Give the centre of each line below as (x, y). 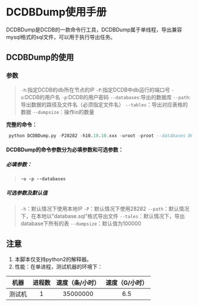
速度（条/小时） (78, 282)
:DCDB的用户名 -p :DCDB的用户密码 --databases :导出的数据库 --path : (107, 97)
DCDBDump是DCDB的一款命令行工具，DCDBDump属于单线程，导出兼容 (94, 30)
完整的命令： (22, 124)
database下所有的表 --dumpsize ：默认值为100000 (81, 224)
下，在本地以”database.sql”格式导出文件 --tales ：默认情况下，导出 (103, 216)
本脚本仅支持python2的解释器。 (53, 259)
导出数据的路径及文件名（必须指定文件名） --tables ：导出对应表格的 (104, 105)
